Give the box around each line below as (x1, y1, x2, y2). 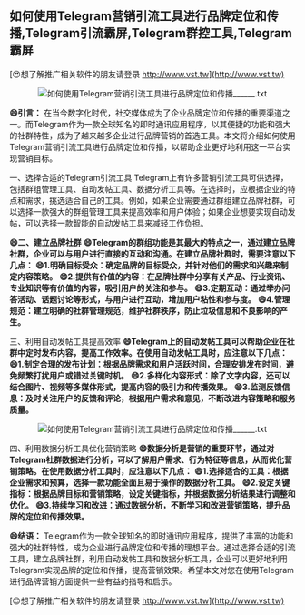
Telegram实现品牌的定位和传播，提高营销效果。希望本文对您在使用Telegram (9, 564, 295, 575)
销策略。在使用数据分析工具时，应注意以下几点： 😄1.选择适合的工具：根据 (9, 465, 289, 476)
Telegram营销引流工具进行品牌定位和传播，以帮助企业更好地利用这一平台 (9, 141, 283, 152)
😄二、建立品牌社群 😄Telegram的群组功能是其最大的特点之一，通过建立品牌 (9, 237, 296, 247)
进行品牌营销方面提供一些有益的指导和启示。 (9, 576, 177, 587)
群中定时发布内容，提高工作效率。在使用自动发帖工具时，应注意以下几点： (9, 347, 288, 358)
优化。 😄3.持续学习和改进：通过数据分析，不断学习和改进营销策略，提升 (9, 499, 282, 510)
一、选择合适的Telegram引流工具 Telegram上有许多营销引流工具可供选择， (9, 172, 289, 183)
